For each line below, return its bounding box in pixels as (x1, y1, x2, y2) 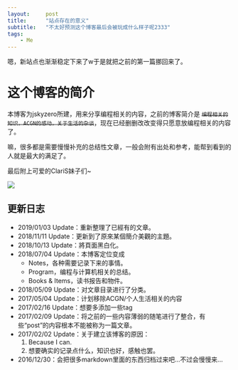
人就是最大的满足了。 (7, 152, 70, 160)
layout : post (7, 10, 59, 18)
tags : (7, 30, 23, 38)
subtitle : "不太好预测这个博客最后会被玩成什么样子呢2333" (7, 23, 171, 31)
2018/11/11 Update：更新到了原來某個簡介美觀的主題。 (17, 232, 176, 240)
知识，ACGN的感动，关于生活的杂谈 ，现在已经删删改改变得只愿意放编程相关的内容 (7, 119, 232, 127)
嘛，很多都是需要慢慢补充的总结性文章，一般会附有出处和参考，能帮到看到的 (7, 143, 232, 152)
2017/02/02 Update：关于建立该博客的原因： (17, 329, 150, 338)
